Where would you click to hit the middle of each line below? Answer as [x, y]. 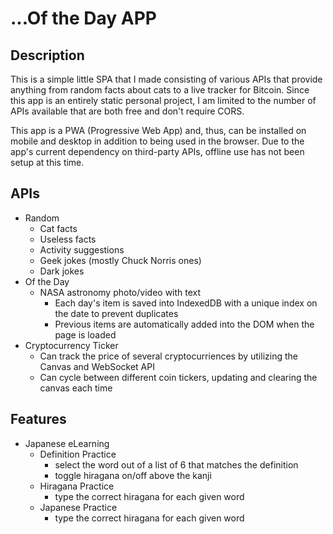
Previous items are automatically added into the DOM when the [184, 324]
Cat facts [58, 228]
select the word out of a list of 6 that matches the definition [176, 464]
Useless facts [68, 239]
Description [47, 55]
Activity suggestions [82, 249]
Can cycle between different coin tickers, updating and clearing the [178, 377]
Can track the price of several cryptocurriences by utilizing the [168, 356]
